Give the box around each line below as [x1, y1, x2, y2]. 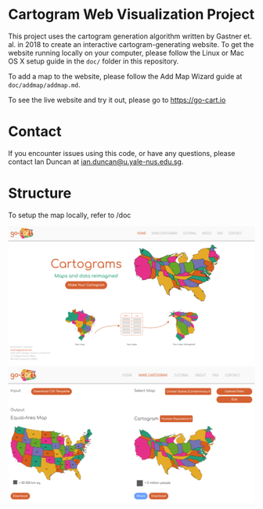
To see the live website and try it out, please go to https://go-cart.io [8, 95, 226, 104]
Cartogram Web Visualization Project [8, 5, 255, 24]
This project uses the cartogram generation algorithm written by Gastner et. [8, 31, 252, 41]
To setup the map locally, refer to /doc [8, 210, 131, 220]
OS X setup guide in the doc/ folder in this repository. [8, 56, 179, 66]
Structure [8, 184, 72, 202]
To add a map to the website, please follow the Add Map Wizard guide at [8, 71, 243, 81]
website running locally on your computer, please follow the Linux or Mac [8, 48, 245, 57]
